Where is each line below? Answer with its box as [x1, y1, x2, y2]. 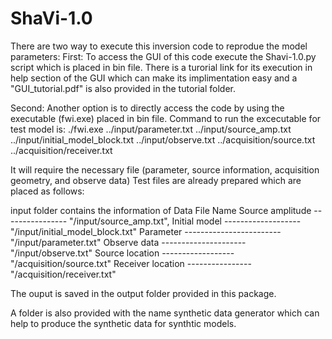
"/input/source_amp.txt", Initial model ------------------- [69, 215, 302, 227]
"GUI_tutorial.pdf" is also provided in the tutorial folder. [10, 82, 236, 94]
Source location [94, 247, 160, 259]
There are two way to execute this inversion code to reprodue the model [10, 40, 308, 52]
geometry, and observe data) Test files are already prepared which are [10, 174, 302, 186]
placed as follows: [10, 185, 85, 197]
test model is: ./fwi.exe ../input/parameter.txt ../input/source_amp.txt [10, 123, 292, 135]
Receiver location [113, 257, 185, 269]
